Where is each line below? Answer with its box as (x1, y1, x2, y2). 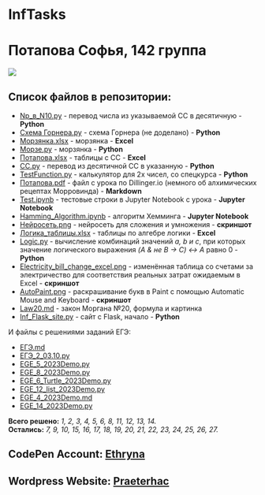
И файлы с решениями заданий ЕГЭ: (8, 327, 132, 337)
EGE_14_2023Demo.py (19, 400, 93, 411)
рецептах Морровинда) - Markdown (19, 186, 142, 195)
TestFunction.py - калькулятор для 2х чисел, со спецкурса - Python (19, 169, 248, 179)
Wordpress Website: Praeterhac (8, 475, 170, 488)
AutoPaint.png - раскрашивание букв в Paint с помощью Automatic (19, 286, 244, 296)
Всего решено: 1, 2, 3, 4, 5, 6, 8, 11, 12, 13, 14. (8, 416, 157, 426)
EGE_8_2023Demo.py (19, 367, 91, 377)
